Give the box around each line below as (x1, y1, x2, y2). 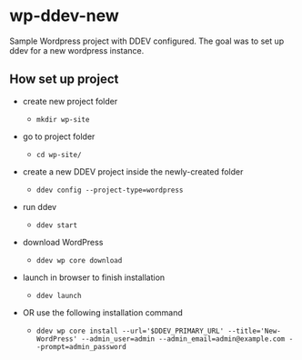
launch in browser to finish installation (22, 272, 166, 283)
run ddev (22, 201, 57, 212)
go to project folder (22, 131, 96, 142)
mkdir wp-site (35, 115, 90, 124)
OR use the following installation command (22, 306, 184, 318)
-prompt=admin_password (35, 342, 127, 351)
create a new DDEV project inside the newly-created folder (22, 165, 244, 177)
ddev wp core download (35, 255, 123, 265)
